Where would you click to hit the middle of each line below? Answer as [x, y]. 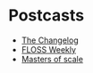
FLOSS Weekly [49, 49]
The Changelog [50, 40]
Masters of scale [52, 59]
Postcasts [46, 16]
